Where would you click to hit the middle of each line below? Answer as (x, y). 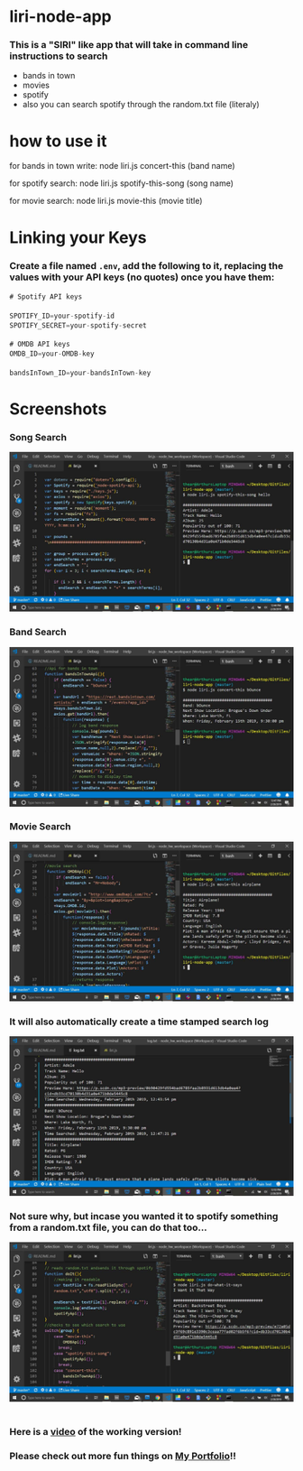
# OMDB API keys (40, 345)
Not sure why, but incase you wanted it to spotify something (144, 1217)
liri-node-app (60, 17)
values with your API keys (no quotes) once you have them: (142, 277)
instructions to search (59, 56)
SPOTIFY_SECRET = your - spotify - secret (78, 325)
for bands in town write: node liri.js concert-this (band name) (123, 166)
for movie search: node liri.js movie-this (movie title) (106, 201)
